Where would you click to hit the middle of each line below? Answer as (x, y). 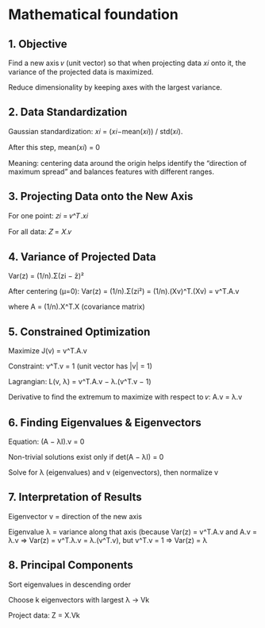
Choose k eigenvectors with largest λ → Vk (79, 599)
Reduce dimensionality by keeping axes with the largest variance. (115, 87)
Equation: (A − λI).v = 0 (46, 441)
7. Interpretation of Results (75, 497)
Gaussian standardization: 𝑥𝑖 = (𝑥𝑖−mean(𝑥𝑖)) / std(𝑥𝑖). (96, 131)
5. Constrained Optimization (79, 331)
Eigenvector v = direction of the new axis (75, 516)
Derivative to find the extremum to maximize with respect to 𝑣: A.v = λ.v (125, 397)
